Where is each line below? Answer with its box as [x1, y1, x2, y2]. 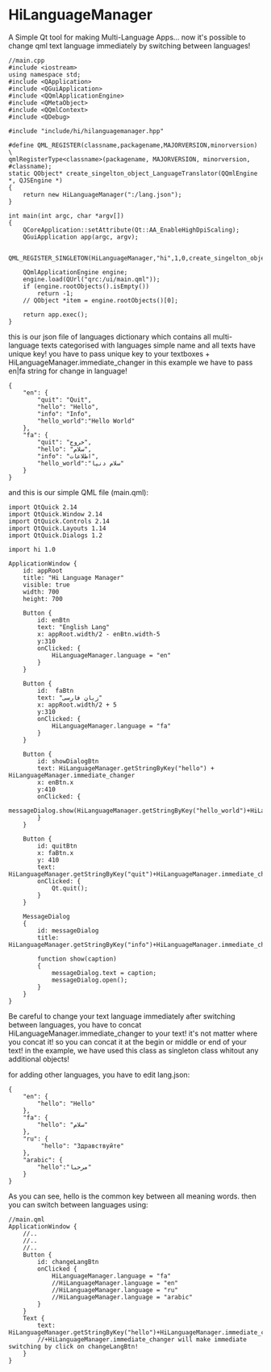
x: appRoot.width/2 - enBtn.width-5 [37, 630, 161, 638]
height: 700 [23, 594, 63, 603]
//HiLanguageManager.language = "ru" [51, 1286, 179, 1294]
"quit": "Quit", [37, 395, 92, 404]
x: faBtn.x [37, 849, 74, 857]
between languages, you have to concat [8, 1020, 142, 1029]
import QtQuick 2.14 [8, 503, 78, 511]
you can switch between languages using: [8, 1199, 148, 1209]
